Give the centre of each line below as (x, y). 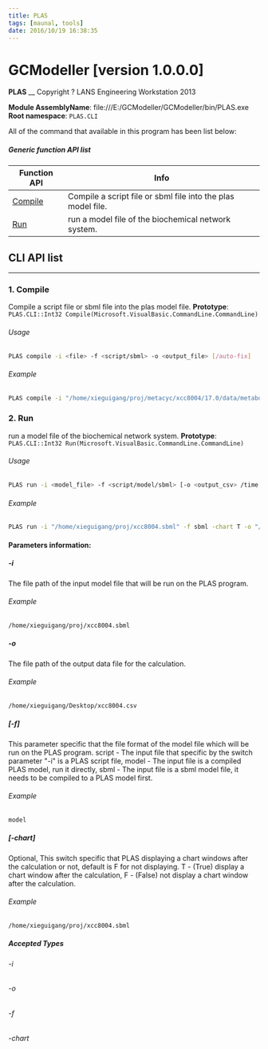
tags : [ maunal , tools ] (46, 23)
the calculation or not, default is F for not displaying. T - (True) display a (126, 866)
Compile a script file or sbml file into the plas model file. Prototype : (118, 307)
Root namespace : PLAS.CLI (53, 116)
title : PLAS (28, 16)
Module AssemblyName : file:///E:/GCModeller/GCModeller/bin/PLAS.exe (129, 108)
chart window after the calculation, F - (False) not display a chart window (128, 875)
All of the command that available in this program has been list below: (122, 132)
